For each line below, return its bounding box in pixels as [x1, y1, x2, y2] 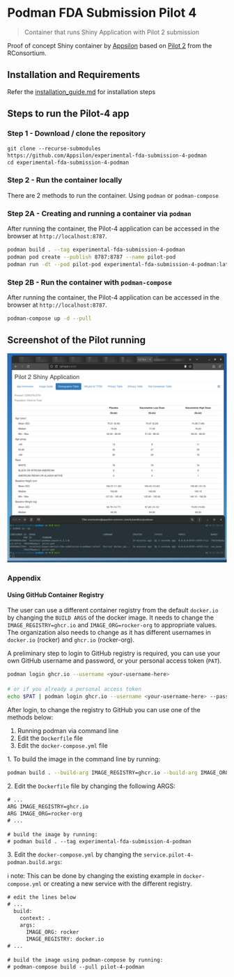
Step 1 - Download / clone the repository [7, 129, 146, 139]
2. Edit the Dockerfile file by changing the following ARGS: [7, 782, 176, 790]
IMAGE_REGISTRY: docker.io [25, 935, 104, 942]
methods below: [7, 713, 54, 721]
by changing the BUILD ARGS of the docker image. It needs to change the [7, 613, 214, 622]
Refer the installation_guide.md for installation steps [7, 87, 156, 95]
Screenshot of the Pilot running [7, 334, 146, 346]
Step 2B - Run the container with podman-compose [7, 277, 172, 287]
